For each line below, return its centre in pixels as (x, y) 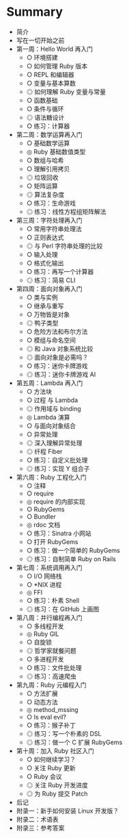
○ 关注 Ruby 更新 (51, 767)
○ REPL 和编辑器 (50, 74)
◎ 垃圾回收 (42, 177)
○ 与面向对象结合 (51, 426)
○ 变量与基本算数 (51, 83)
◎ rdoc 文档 (43, 524)
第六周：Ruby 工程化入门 (51, 477)
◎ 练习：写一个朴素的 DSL (64, 733)
